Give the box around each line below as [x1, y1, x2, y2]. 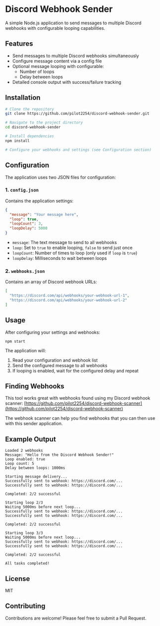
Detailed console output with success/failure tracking [12, 79, 121, 85]
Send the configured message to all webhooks [12, 362, 107, 368]
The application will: [5, 347, 46, 353]
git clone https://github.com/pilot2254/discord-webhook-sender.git [5, 111, 150, 116]
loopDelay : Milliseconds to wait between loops [12, 255, 107, 261]
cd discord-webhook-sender [5, 125, 61, 130]
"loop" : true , [9, 217, 39, 222]
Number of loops [19, 68, 54, 74]
